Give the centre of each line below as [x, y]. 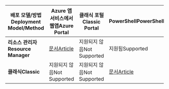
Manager [19, 55]
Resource [19, 49]
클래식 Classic [24, 72]
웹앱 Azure [62, 26]
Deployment [26, 22]
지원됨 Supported [129, 48]
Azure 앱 [61, 11]
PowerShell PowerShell [137, 21]
